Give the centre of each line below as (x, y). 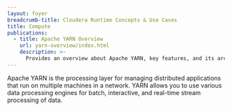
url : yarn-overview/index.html (65, 46)
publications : (28, 33)
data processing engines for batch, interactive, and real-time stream (104, 92)
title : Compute (29, 26)
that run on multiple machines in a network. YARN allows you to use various (115, 85)
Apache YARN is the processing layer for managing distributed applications (114, 78)
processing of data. (35, 100)
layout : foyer (28, 13)
